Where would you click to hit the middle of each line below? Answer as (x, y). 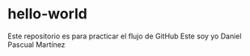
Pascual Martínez (36, 44)
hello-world (48, 14)
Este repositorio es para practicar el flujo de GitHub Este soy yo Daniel (125, 36)
